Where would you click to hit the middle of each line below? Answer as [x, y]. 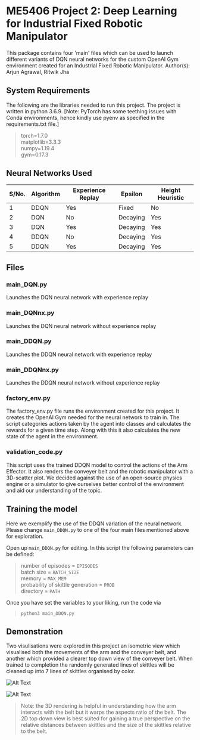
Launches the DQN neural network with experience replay [77, 298]
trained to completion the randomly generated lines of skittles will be [90, 665]
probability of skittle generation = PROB [68, 584]
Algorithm [46, 194]
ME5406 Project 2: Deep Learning [92, 11]
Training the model [42, 509]
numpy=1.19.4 [37, 148]
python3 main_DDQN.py [47, 613]
